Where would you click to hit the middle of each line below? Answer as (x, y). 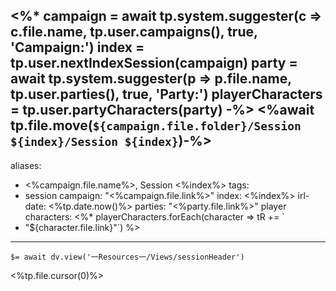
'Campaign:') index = (77, 47)
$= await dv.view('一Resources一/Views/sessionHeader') (127, 257)
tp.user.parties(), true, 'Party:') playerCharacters (166, 94)
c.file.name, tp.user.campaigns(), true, (134, 32)
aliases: (26, 165)
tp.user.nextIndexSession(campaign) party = (154, 63)
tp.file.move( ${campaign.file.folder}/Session (156, 125)
